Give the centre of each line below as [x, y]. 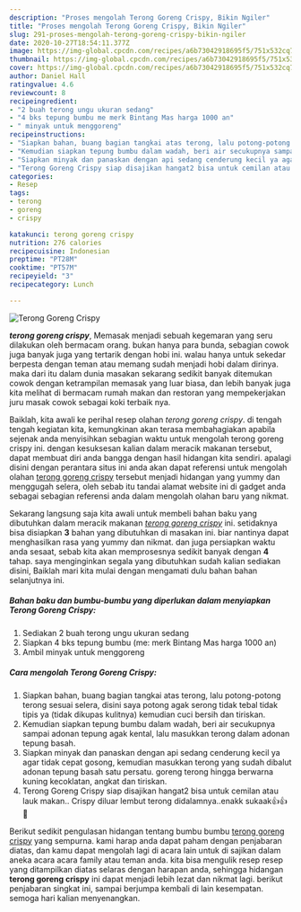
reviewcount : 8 [38, 93]
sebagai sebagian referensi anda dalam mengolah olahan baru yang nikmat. [149, 496]
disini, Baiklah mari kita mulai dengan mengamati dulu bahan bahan [133, 571]
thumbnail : [30, 59]
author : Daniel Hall [48, 76]
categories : [31, 176]
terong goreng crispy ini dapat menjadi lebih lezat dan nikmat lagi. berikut [146, 879]
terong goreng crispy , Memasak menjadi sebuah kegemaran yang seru [141, 335]
